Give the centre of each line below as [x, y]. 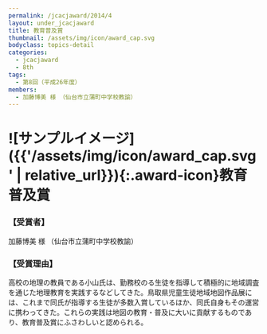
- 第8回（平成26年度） [48, 82]
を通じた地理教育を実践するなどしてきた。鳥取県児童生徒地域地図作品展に [130, 293]
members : [23, 89]
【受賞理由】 [33, 263]
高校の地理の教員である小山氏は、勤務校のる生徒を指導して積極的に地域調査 [134, 282]
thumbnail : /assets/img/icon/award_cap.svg [82, 38]
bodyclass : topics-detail [51, 45]
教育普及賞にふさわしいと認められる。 [85, 322]
